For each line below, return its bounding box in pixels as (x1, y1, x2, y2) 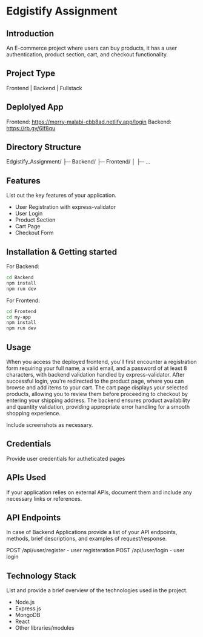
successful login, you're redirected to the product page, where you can (6, 377, 184, 385)
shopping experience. (6, 410, 61, 417)
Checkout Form (15, 229, 54, 237)
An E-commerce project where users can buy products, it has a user (6, 44, 178, 51)
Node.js (15, 598, 35, 606)
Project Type (6, 68, 56, 79)
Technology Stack (6, 570, 76, 581)
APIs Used (6, 472, 47, 483)
